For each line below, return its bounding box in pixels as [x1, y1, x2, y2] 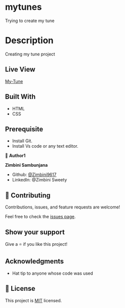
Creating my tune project [5, 51, 55, 57]
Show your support [5, 228, 65, 236]
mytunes [5, 1, 42, 13]
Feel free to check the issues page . [5, 214, 76, 220]
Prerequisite [5, 125, 43, 133]
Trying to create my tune [5, 18, 55, 24]
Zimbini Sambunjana [5, 162, 48, 168]
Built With [5, 93, 36, 101]
